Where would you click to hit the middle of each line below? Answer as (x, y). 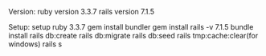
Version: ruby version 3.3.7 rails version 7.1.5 (82, 12)
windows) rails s (35, 44)
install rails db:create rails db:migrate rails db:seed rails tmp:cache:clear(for (133, 36)
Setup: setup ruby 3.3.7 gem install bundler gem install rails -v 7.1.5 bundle (131, 27)
